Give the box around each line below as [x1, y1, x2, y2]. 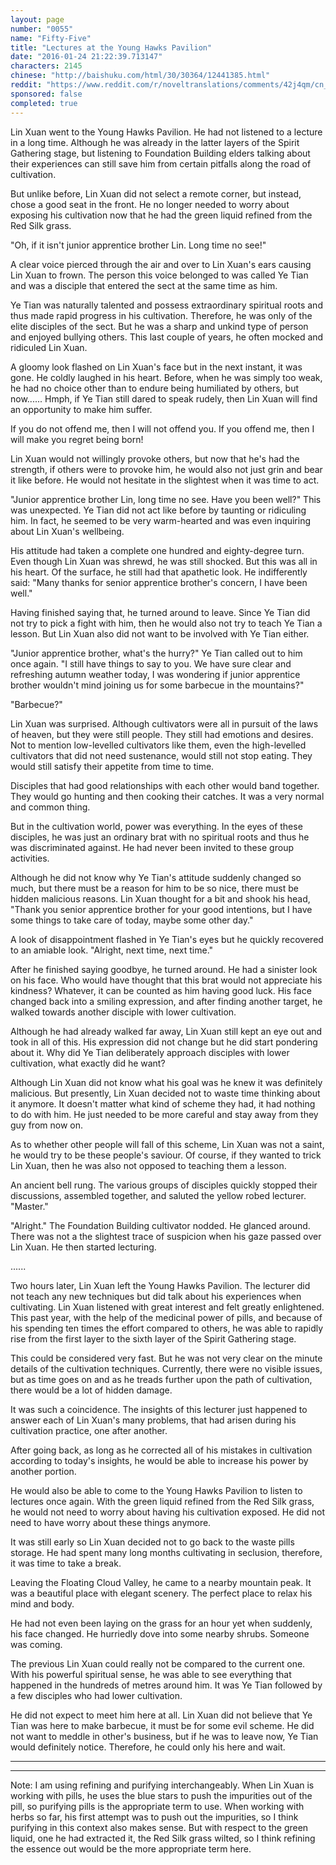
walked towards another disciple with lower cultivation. [10, 1006, 237, 1018]
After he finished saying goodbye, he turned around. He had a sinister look [10, 963, 318, 975]
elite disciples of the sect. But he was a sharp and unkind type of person [10, 320, 309, 332]
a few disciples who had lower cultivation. [10, 1689, 183, 1701]
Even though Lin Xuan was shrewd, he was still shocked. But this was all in [10, 555, 318, 567]
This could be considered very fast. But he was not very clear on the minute [10, 1352, 323, 1364]
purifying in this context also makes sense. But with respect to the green [10, 1821, 309, 1833]
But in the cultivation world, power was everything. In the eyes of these [10, 820, 303, 832]
